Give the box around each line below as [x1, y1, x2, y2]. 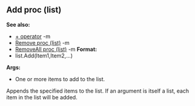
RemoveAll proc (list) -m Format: [15, 45, 97, 53]
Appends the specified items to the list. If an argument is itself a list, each [6, 87, 190, 94]
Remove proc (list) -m [15, 39, 70, 46]
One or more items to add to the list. [15, 75, 105, 82]
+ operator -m [15, 33, 51, 40]
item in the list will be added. [6, 93, 78, 101]
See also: [6, 21, 30, 28]
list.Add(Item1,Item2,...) [15, 51, 73, 59]
